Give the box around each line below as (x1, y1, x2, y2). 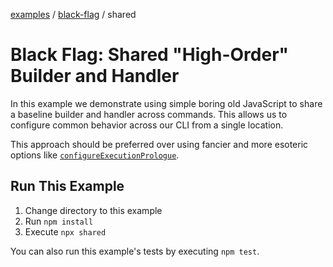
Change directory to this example (24, 204, 163, 216)
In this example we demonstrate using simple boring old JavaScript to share (10, 97, 323, 109)
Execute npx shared (24, 225, 107, 238)
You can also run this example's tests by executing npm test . (10, 245, 260, 257)
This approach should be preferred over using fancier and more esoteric (10, 138, 309, 150)
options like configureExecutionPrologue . (10, 149, 180, 161)
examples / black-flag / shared (10, 9, 137, 20)
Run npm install (24, 215, 94, 227)
